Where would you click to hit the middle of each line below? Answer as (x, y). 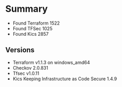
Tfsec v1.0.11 (26, 73)
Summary (26, 9)
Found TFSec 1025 (33, 28)
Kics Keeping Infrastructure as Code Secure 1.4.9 (65, 79)
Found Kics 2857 (30, 34)
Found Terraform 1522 (36, 23)
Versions (20, 50)
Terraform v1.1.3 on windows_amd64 (51, 62)
